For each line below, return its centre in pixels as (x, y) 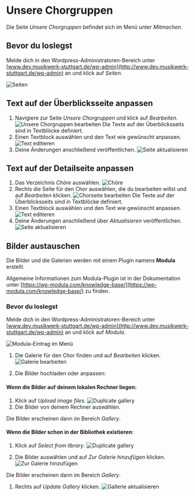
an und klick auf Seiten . (94, 73)
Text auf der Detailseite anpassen (70, 168)
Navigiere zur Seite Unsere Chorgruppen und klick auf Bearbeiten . (96, 118)
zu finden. (97, 291)
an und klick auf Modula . (95, 332)
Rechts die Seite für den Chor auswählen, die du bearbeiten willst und (100, 189)
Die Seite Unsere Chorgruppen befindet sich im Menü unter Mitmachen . (95, 27)
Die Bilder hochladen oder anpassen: (60, 373)
